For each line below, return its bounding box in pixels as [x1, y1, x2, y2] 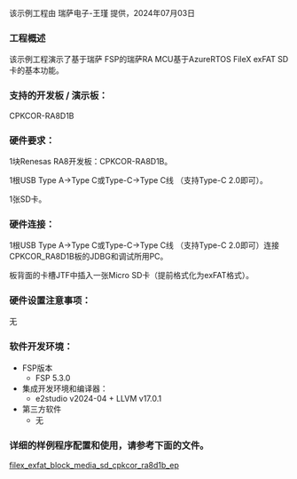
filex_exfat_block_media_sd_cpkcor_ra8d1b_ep [9, 460, 179, 471]
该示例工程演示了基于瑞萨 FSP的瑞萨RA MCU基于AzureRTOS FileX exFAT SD [9, 54, 289, 65]
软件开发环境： [9, 340, 74, 353]
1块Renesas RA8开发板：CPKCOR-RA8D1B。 [9, 156, 173, 166]
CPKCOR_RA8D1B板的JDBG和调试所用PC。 [9, 251, 168, 262]
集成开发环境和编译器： [21, 383, 108, 394]
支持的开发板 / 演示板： [9, 90, 108, 102]
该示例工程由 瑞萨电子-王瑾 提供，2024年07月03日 [9, 8, 196, 18]
